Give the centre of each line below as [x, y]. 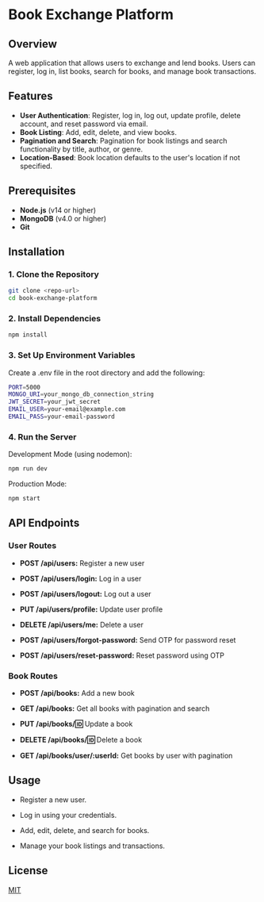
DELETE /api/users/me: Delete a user [82, 624]
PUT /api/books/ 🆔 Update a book [76, 724]
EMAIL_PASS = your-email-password [61, 417]
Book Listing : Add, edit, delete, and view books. [98, 132]
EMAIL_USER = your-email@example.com [67, 409]
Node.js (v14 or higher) [58, 210]
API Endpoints [44, 523]
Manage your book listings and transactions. [92, 846]
